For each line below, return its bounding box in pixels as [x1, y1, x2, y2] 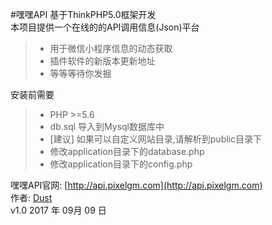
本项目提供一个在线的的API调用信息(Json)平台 [10, 21, 200, 33]
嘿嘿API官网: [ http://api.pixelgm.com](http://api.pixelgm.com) [10, 179, 263, 191]
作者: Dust [10, 192, 53, 203]
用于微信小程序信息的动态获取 [49, 43, 173, 54]
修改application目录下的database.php [49, 146, 205, 157]
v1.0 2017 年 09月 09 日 [10, 204, 107, 216]
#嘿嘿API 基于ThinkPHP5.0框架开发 [10, 9, 157, 20]
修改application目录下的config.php [49, 158, 193, 170]
